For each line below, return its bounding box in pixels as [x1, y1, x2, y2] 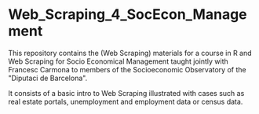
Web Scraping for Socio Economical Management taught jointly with [8, 57, 229, 66]
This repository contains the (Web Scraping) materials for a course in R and [8, 48, 253, 57]
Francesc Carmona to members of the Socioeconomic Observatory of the [8, 64, 246, 74]
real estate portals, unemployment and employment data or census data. [8, 97, 243, 106]
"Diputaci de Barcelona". [8, 73, 88, 83]
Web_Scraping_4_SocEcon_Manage [8, 6, 247, 24]
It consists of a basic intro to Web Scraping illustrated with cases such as [8, 88, 245, 97]
